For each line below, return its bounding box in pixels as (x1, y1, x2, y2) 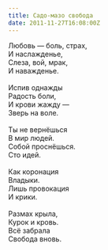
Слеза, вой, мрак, (8, 57, 69, 67)
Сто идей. (8, 150, 41, 159)
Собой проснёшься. (8, 142, 76, 151)
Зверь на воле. (8, 108, 59, 117)
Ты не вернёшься (8, 124, 68, 134)
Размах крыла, (8, 209, 58, 218)
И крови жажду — (8, 100, 69, 109)
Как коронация (8, 167, 59, 176)
